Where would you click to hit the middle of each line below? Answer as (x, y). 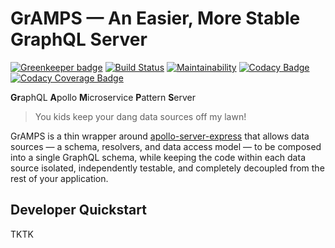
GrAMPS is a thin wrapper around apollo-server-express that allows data (160, 136)
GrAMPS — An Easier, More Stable (155, 18)
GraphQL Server (79, 39)
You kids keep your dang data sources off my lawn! (140, 116)
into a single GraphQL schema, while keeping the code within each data (158, 157)
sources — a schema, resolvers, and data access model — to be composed (166, 146)
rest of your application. (59, 178)
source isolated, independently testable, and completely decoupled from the (167, 168)
